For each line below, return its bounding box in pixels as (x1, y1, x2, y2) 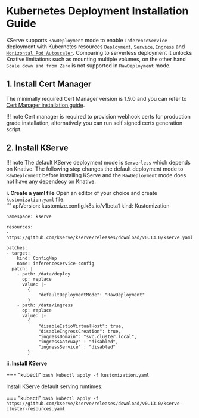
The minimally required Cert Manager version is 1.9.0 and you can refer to (6, 95, 187, 102)
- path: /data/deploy (17, 271, 70, 277)
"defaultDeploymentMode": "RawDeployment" (38, 292, 145, 298)
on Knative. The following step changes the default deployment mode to (6, 165, 184, 172)
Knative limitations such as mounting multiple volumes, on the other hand (6, 55, 186, 63)
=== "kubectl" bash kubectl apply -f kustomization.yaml (6, 371, 150, 378)
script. (6, 125, 22, 132)
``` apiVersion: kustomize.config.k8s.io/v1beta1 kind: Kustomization (6, 202, 170, 209)
